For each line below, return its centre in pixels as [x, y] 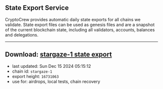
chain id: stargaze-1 [32, 71]
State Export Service [37, 8]
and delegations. [22, 35]
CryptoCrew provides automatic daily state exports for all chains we [73, 19]
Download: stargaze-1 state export [58, 55]
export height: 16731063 [35, 76]
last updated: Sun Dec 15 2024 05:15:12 [51, 66]
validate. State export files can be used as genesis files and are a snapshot [80, 25]
